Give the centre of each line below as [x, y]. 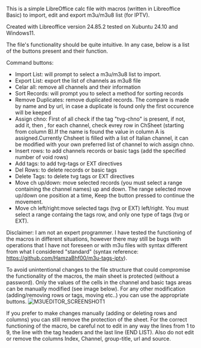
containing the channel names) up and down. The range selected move [103, 189]
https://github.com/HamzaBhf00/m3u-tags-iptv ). [67, 258]
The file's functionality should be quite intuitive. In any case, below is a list [98, 45]
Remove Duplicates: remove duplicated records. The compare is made [102, 100]
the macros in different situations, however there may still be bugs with [94, 239]
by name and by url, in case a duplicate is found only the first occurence [104, 106]
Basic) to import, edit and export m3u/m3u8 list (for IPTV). [78, 15]
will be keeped [33, 112]
